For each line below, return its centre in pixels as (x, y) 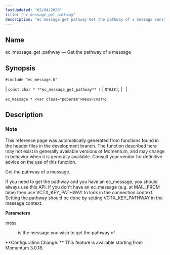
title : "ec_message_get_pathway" (40, 15)
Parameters (18, 213)
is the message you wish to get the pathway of (67, 232)
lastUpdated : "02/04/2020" (34, 10)
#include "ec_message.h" (31, 80)
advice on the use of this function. (41, 162)
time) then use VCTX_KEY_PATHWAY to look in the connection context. (79, 192)
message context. (24, 203)
